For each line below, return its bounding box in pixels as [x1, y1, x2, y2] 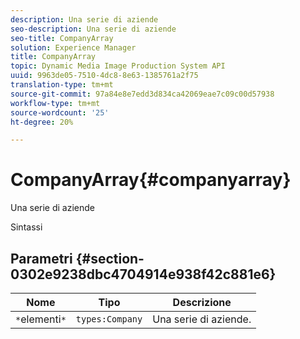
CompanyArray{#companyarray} [10, 169, 292, 191]
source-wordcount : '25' [10, 107, 110, 118]
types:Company [75, 314, 143, 325]
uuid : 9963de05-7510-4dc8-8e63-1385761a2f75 [10, 71, 199, 81]
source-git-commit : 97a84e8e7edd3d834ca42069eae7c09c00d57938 [10, 89, 275, 99]
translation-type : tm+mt [10, 80, 114, 90]
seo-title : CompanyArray [10, 33, 114, 43]
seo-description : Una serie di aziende [10, 24, 177, 34]
